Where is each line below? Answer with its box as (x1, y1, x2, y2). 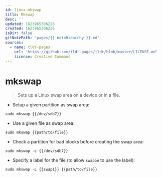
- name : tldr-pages (10, 45, 51, 50)
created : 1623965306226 (5, 26, 55, 31)
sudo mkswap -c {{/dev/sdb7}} (5, 148, 69, 153)
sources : (5, 40, 24, 45)
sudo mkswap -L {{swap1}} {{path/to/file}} (5, 167, 98, 172)
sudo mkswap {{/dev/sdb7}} (5, 111, 62, 117)
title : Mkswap (5, 12, 35, 17)
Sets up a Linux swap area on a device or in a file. (17, 92, 120, 98)
